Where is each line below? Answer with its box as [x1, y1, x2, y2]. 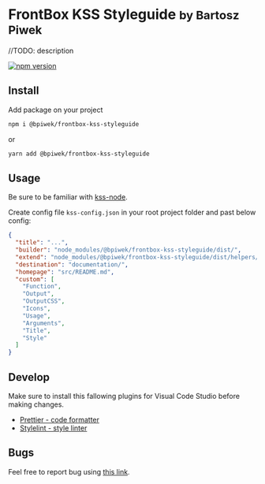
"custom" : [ [15, 275, 55, 283]
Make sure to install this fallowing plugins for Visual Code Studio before [8, 392, 241, 400]
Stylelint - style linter [19, 423, 88, 433]
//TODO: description [8, 46, 74, 55]
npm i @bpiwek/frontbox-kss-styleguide [8, 120, 140, 128]
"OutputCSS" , [22, 297, 65, 305]
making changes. [8, 400, 65, 409]
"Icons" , [22, 305, 51, 313]
